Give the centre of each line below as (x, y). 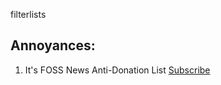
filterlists (28, 14)
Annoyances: (53, 45)
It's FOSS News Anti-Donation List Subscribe (117, 70)
